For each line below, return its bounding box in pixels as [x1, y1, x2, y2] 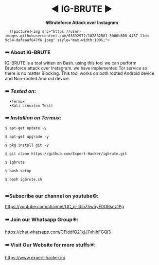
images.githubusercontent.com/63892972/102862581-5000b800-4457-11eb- [5, 33, 151, 38]
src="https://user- [42, 29, 82, 34]
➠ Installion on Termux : [5, 114, 62, 121]
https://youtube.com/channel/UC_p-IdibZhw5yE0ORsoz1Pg [5, 204, 124, 210]
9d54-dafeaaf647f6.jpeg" [5, 38, 55, 43]
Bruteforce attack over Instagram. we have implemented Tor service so [5, 65, 147, 71]
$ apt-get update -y [5, 126, 47, 131]
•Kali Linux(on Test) [9, 103, 53, 108]
